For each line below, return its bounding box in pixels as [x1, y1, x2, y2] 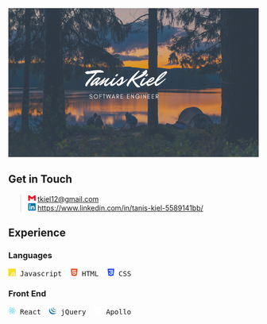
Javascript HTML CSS [19, 269, 132, 278]
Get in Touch [8, 172, 73, 186]
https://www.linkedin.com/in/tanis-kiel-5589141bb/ [37, 202, 204, 213]
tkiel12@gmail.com [37, 194, 99, 203]
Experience [8, 226, 66, 240]
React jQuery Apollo [19, 307, 132, 316]
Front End [8, 288, 47, 299]
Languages [8, 250, 53, 261]
